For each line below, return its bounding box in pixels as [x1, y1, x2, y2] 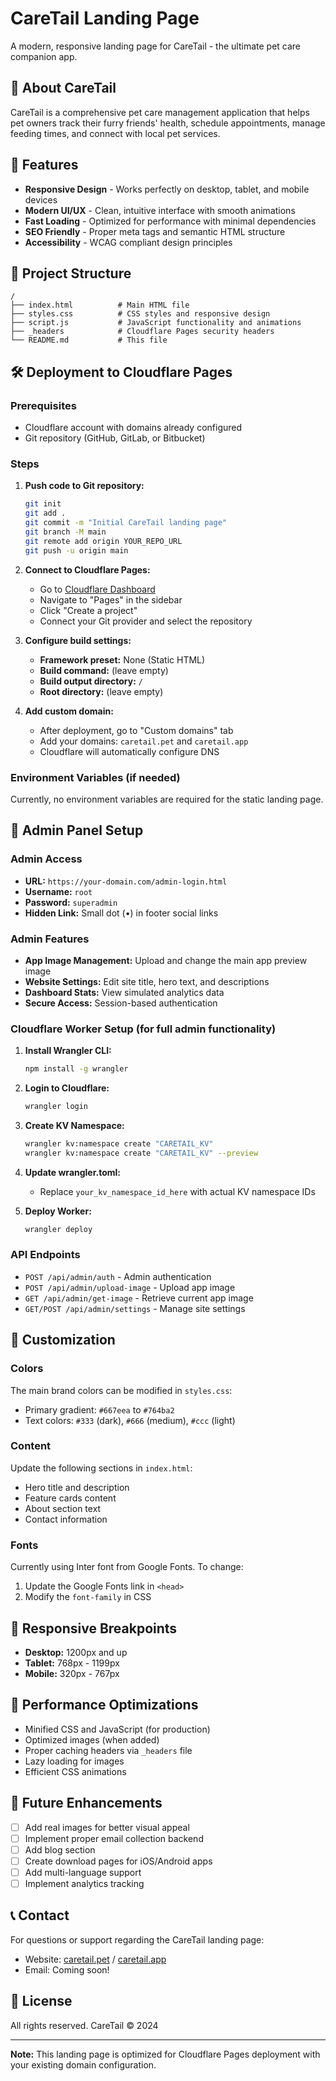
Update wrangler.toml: [24, 1166, 122, 1178]
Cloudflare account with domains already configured [24, 422, 243, 434]
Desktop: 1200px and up [24, 1646, 128, 1658]
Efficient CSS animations [24, 1765, 127, 1777]
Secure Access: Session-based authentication [24, 997, 218, 1009]
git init [24, 499, 62, 509]
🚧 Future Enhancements [10, 1795, 163, 1812]
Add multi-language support [24, 1866, 142, 1878]
